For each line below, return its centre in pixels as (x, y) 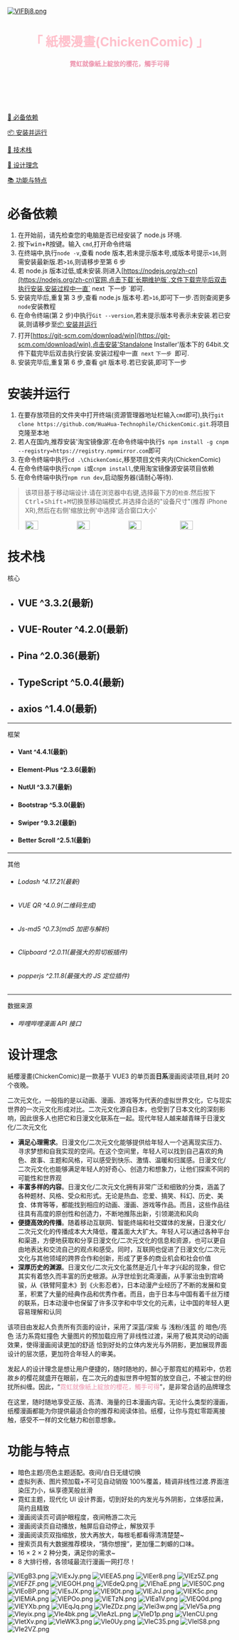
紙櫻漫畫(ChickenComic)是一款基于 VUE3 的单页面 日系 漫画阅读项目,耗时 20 (118, 1076)
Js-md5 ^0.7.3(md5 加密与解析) (64, 929)
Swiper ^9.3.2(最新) (47, 822)
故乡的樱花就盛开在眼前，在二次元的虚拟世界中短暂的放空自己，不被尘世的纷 (119, 1377)
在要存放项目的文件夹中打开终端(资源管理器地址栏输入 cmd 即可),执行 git (121, 415)
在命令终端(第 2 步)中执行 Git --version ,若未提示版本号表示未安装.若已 (121, 316)
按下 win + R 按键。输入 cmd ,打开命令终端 (74, 244)
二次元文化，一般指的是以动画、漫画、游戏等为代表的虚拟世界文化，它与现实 (119, 1100)
